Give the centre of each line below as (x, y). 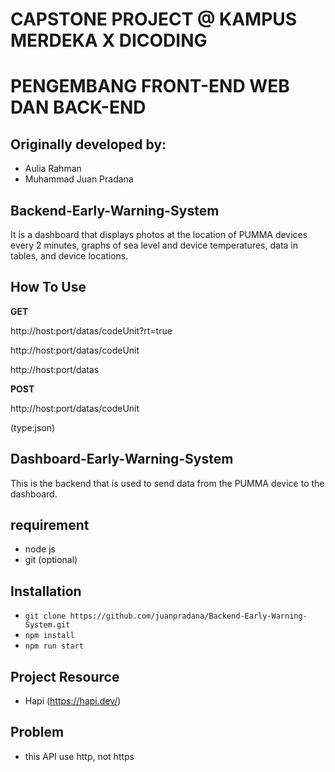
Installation (46, 591)
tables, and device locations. (69, 256)
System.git (47, 625)
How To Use (48, 287)
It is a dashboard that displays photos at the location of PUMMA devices (159, 234)
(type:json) (33, 427)
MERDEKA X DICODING (109, 40)
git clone (45, 616)
